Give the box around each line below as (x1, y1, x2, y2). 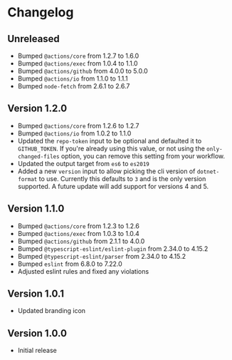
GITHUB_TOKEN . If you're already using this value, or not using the (17, 144, 205, 153)
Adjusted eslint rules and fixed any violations (17, 267, 149, 275)
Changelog (7, 4, 74, 21)
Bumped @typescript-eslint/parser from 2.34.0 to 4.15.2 (17, 252, 186, 260)
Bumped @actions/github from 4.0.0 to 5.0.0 (17, 67, 148, 75)
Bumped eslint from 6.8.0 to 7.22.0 (17, 259, 122, 268)
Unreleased (7, 33, 60, 45)
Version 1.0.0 (7, 327, 68, 339)
